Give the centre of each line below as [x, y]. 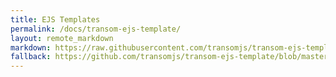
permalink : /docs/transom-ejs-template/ [96, 29]
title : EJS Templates [55, 19]
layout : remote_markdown [62, 38]
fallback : [31, 57]
